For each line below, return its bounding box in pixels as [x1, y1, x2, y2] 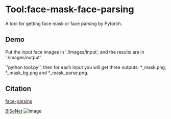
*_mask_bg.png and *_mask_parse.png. [5, 69, 89, 76]
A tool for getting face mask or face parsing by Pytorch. [5, 20, 123, 27]
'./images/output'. [5, 54, 42, 60]
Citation [5, 84, 32, 93]
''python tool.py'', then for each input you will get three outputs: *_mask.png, [5, 64, 166, 70]
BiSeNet [5, 108, 22, 114]
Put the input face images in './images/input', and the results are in [5, 49, 144, 55]
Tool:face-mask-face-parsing [5, 4, 134, 15]
